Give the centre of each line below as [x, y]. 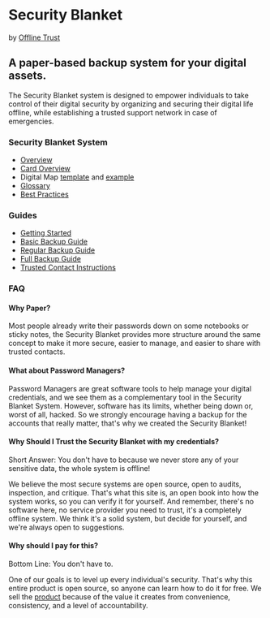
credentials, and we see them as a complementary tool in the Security [125, 397]
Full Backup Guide [50, 259]
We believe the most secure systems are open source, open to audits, [125, 484]
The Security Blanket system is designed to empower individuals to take [129, 95]
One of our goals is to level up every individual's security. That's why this [131, 580]
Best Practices [44, 194]
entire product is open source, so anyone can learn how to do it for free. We [135, 588]
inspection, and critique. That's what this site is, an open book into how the [134, 492]
